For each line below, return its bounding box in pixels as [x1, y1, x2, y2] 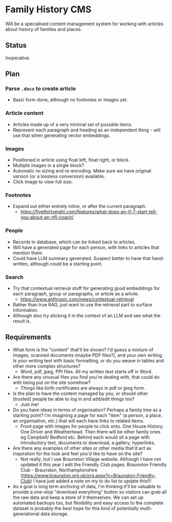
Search [5, 273, 24, 281]
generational [12, 511, 39, 517]
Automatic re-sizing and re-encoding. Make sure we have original [12, 168, 152, 174]
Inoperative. [5, 55, 31, 61]
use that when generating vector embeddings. [12, 132, 111, 138]
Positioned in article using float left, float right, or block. [12, 157, 131, 163]
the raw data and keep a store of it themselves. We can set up [12, 494, 144, 500]
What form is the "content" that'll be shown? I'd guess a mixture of [12, 346, 154, 353]
